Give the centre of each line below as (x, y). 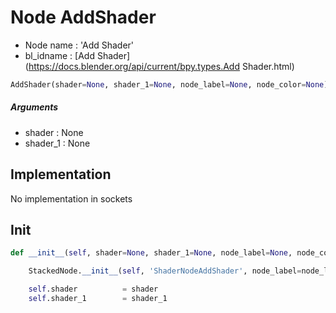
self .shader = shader (93, 289)
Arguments (34, 107)
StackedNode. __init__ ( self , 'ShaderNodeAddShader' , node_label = (165, 271)
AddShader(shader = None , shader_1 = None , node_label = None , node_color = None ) (169, 84)
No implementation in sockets (71, 198)
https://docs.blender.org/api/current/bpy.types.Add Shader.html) (161, 66)
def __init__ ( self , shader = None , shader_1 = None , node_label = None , (151, 253)
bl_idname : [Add (59, 55)
